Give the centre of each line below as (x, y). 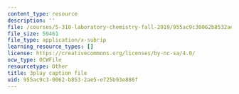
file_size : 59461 (33, 34)
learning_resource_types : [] (51, 47)
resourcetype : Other (38, 66)
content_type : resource (43, 14)
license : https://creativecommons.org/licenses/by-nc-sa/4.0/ (101, 54)
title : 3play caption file (47, 73)
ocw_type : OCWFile (34, 60)
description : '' (31, 20)
